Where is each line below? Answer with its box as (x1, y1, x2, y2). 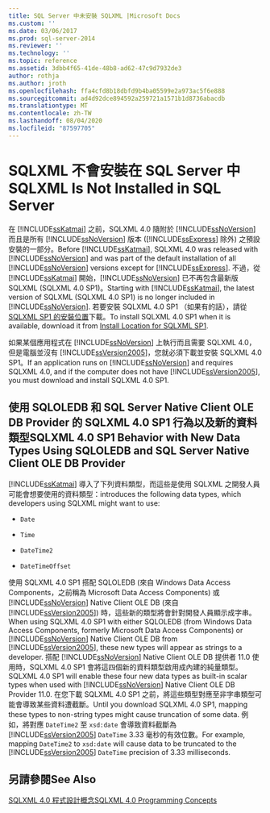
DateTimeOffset (19, 562, 72, 570)
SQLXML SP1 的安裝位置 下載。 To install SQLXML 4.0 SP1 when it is (8, 311, 231, 321)
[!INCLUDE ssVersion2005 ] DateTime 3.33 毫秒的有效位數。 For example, (8, 729, 246, 739)
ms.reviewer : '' (8, 42, 63, 50)
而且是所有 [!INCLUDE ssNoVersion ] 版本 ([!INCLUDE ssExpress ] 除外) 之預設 (8, 234, 260, 244)
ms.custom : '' (8, 19, 56, 27)
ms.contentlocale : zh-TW (8, 110, 92, 118)
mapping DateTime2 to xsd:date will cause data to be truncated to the (8, 739, 237, 748)
